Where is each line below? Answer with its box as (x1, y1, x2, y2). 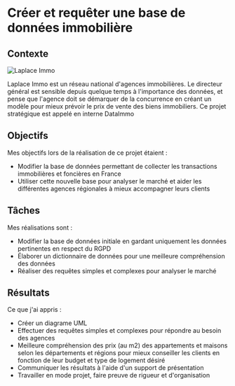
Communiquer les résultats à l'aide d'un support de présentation (17, 364, 204, 372)
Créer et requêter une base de (7, 5, 186, 21)
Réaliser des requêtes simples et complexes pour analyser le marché (17, 266, 217, 275)
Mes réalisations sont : (7, 223, 72, 232)
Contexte (7, 48, 49, 60)
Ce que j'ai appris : (7, 305, 62, 314)
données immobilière (7, 20, 133, 36)
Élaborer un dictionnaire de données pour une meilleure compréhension (17, 251, 226, 260)
